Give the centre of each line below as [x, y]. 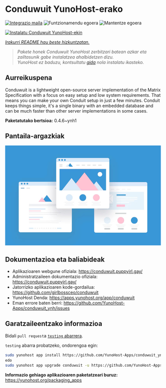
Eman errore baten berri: [37, 303]
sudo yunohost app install [33, 355]
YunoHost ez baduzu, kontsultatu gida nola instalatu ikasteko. [81, 62]
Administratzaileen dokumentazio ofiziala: [55, 276]
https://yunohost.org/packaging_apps [43, 380]
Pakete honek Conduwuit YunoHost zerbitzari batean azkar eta [82, 52]
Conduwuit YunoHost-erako [64, 9]
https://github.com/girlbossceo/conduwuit [55, 292]
